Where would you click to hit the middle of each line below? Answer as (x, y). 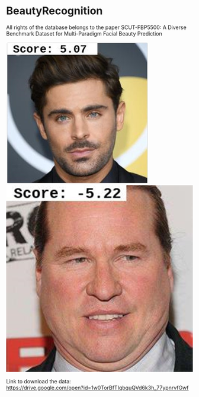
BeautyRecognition (54, 11)
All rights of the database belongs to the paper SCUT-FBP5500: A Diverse (96, 27)
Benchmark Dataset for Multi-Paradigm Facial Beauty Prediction (84, 33)
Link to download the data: (38, 381)
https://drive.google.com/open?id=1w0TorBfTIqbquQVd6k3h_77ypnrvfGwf (97, 388)
